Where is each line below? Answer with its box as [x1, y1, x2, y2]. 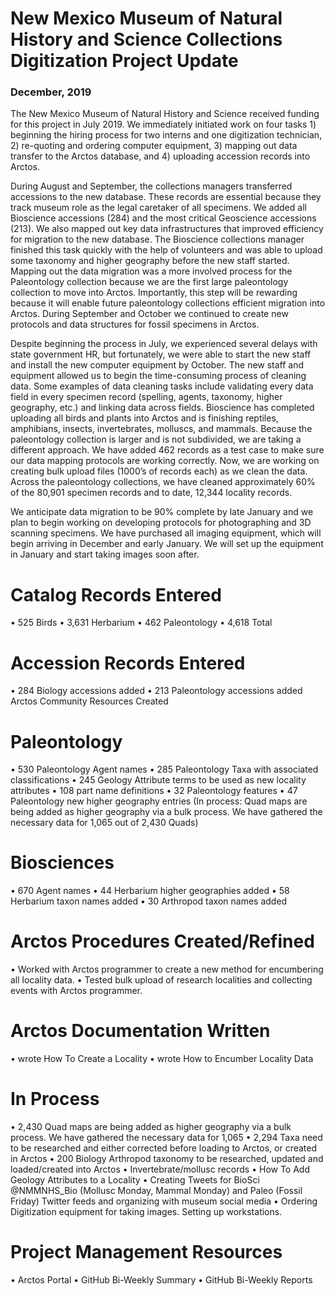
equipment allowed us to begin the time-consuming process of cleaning [10, 370, 307, 382]
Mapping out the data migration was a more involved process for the [10, 265, 293, 277]
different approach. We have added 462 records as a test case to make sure [10, 444, 325, 456]
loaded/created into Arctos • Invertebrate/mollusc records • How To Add [10, 1163, 310, 1176]
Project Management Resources [10, 1241, 283, 1264]
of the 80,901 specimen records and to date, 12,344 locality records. [10, 487, 293, 499]
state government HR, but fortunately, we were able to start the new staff [10, 348, 312, 361]
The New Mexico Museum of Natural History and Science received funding [10, 108, 320, 120]
